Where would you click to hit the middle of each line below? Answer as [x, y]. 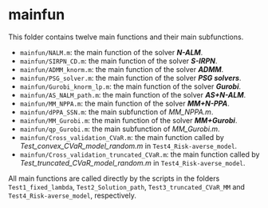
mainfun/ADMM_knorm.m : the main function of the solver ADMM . [122, 69]
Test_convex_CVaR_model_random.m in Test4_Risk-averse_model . [128, 146]
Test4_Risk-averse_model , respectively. [73, 195]
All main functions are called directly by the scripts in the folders [114, 178]
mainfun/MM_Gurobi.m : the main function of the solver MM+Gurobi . [128, 120]
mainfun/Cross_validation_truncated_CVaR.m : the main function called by [140, 154]
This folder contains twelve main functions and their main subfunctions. [126, 37]
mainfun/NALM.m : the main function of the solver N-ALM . [111, 52]
